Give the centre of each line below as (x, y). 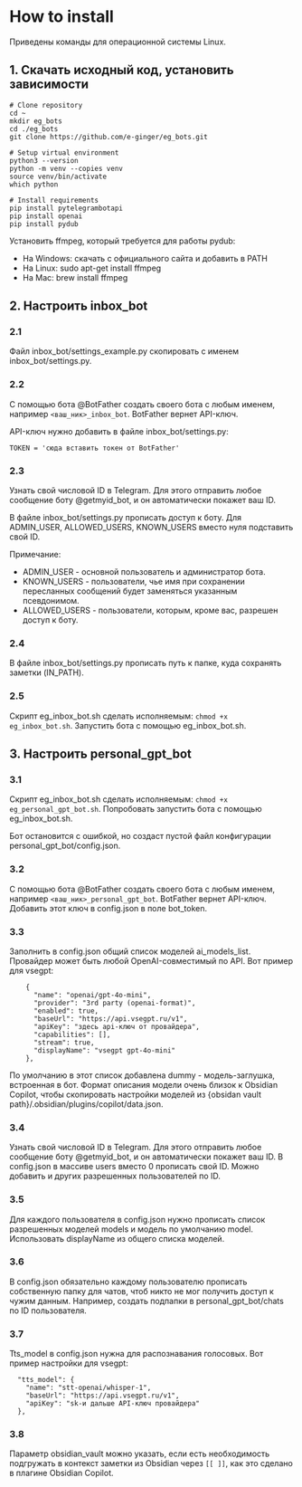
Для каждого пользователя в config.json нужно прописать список (137, 1219)
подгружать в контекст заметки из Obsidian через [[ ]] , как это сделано (151, 1463)
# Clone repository (46, 105)
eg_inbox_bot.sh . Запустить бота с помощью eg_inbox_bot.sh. (128, 725)
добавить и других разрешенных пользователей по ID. (115, 1176)
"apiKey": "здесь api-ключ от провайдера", (117, 1026)
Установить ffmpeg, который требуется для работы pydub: (123, 241)
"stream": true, (64, 1043)
